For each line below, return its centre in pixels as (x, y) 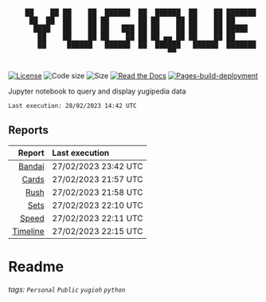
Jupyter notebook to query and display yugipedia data (97, 91)
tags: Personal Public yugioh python (67, 289)
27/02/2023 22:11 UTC (98, 218)
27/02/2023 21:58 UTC (98, 192)
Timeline (29, 231)
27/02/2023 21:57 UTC (98, 179)
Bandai (32, 166)
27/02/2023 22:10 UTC (98, 205)
